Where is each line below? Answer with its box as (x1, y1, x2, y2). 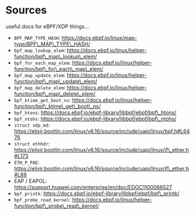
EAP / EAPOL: (13, 177, 47, 185)
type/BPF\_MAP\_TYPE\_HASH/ (13, 40, 91, 47)
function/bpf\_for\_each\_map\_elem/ (13, 65, 104, 72)
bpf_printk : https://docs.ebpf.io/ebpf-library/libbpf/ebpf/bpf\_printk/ (13, 190, 180, 197)
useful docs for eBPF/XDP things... (5, 23, 89, 30)
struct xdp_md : (13, 121, 50, 128)
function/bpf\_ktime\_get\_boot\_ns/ (13, 103, 101, 110)
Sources (5, 4, 47, 17)
